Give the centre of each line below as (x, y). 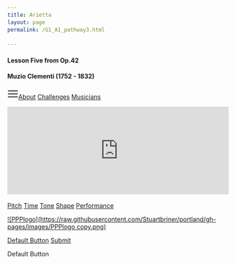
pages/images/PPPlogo (41, 227)
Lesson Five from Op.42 (43, 60)
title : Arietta (29, 15)
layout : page (26, 22)
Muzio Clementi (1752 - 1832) (51, 77)
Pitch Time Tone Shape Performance (61, 206)
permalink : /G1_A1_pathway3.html (56, 29)
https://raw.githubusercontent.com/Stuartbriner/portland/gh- (128, 219)
